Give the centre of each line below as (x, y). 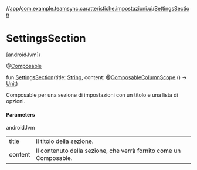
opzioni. (16, 101)
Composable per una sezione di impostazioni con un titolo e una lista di (92, 95)
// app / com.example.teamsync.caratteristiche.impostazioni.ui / (80, 8)
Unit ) (12, 83)
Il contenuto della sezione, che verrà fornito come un (108, 151)
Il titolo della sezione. (65, 141)
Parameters (21, 114)
